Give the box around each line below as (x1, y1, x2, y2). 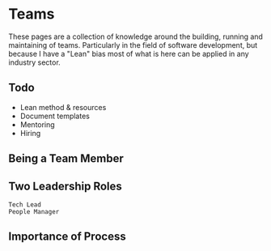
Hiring (19, 128, 41, 138)
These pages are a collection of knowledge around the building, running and (8, 32, 263, 41)
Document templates (19, 111, 91, 121)
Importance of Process (8, 230, 127, 244)
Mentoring (19, 119, 55, 130)
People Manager (8, 207, 60, 215)
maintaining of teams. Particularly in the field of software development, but (8, 40, 258, 49)
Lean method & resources (19, 102, 107, 112)
